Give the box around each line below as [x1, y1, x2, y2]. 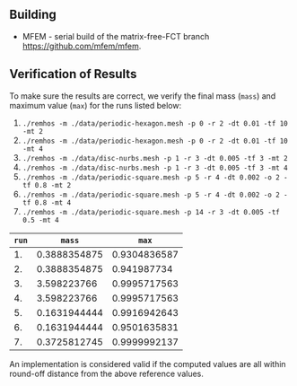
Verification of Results [9, 66, 137, 82]
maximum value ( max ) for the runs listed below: [9, 100, 182, 110]
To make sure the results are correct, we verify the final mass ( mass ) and [9, 90, 276, 101]
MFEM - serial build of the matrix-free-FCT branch [22, 31, 210, 41]
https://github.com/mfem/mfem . [22, 40, 142, 51]
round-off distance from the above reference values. [9, 368, 205, 379]
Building [9, 7, 57, 22]
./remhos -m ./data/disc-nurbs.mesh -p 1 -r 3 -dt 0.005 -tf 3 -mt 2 [22, 154, 289, 162]
